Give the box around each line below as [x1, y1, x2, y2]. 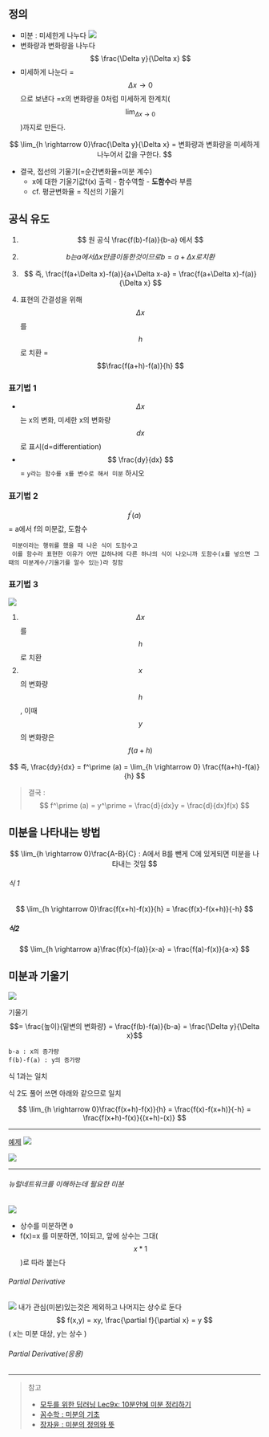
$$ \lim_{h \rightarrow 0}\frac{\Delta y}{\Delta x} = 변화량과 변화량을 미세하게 [9, 139, 260, 149]
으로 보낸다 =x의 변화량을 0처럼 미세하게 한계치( [19, 93, 171, 103]
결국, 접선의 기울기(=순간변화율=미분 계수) [19, 166, 153, 176]
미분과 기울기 [8, 970, 70, 983]
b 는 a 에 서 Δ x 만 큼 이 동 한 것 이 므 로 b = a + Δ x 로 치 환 [66, 252, 215, 262]
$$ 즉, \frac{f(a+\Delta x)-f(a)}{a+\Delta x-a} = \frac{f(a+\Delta [23, 269, 231, 279]
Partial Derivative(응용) [8, 1349, 84, 1358]
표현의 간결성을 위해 [19, 295, 82, 304]
